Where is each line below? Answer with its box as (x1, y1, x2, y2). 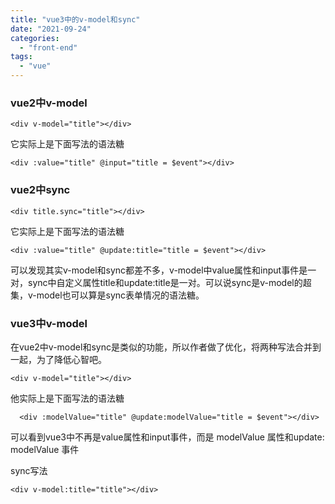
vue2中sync (10, 183, 71, 197)
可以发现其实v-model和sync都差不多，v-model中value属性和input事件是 (10, 264, 308, 276)
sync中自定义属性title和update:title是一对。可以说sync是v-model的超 (27, 276, 312, 288)
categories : (10, 33, 60, 43)
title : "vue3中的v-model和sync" (10, 14, 141, 25)
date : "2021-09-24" (10, 24, 92, 34)
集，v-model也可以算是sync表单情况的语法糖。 (10, 289, 205, 301)
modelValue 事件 (10, 443, 80, 455)
